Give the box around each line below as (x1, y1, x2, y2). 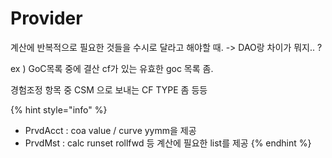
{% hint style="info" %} (10, 103, 108, 116)
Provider (10, 7, 83, 30)
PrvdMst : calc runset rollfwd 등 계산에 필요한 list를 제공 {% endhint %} (24, 137, 312, 149)
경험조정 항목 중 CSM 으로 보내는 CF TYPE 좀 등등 (10, 83, 208, 96)
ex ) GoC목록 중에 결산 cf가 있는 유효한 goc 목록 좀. (10, 62, 214, 74)
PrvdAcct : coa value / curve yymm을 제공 (24, 124, 197, 136)
